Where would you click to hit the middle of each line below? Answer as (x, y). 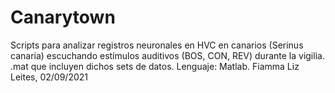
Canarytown (63, 17)
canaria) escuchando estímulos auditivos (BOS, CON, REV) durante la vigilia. (167, 55)
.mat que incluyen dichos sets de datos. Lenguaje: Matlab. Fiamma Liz (155, 66)
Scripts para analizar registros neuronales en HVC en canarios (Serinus (157, 45)
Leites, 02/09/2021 (49, 77)
